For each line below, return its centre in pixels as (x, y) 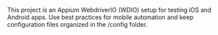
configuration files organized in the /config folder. (77, 24)
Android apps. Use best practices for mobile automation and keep (100, 17)
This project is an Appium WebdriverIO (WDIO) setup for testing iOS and (109, 10)
